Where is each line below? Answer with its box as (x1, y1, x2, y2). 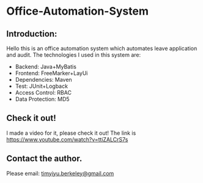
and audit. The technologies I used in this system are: (6, 51, 141, 59)
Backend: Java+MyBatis (15, 63, 76, 70)
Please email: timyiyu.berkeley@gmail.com (6, 170, 114, 177)
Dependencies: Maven (15, 76, 72, 83)
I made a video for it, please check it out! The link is (6, 129, 136, 137)
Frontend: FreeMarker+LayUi (15, 70, 88, 77)
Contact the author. (6, 154, 83, 164)
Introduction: (6, 29, 57, 39)
